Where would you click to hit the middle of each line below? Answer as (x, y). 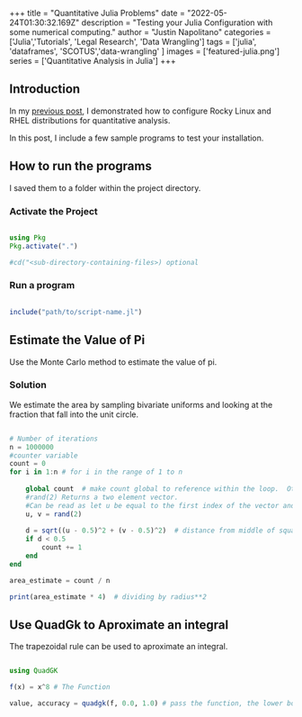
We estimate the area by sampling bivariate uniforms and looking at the (141, 404)
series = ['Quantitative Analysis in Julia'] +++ (93, 61)
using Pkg (28, 238)
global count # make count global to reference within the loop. (152, 489)
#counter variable (44, 455)
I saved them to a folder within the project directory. (105, 187)
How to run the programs (81, 166)
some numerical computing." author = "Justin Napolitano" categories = (140, 32)
